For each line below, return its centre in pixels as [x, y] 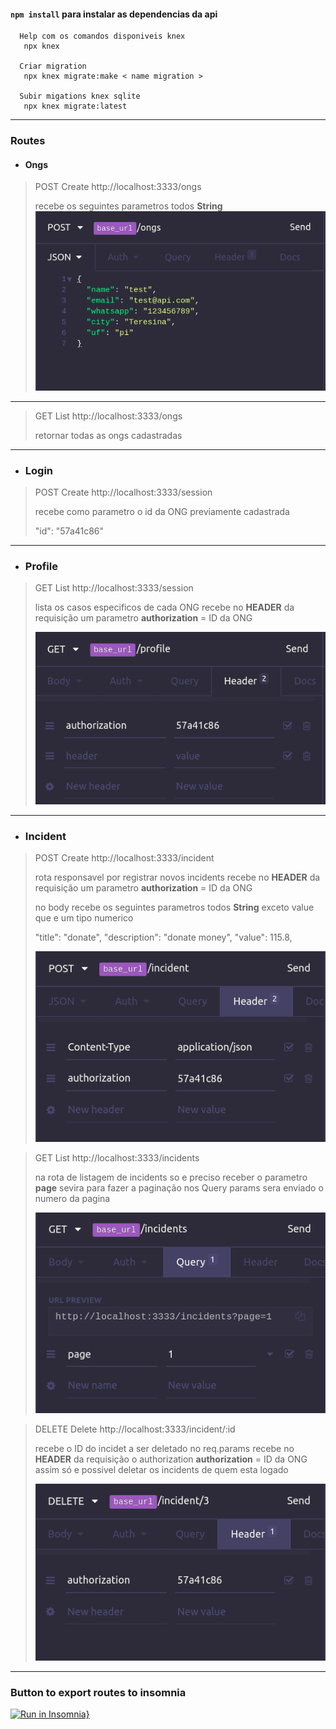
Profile [41, 566]
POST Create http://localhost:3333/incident [124, 857]
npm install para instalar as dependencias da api [114, 14]
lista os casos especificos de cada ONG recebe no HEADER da [164, 607]
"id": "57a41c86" [69, 531]
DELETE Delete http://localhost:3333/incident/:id [135, 1429]
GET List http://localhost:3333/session [114, 588]
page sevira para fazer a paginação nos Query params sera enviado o [179, 1188]
